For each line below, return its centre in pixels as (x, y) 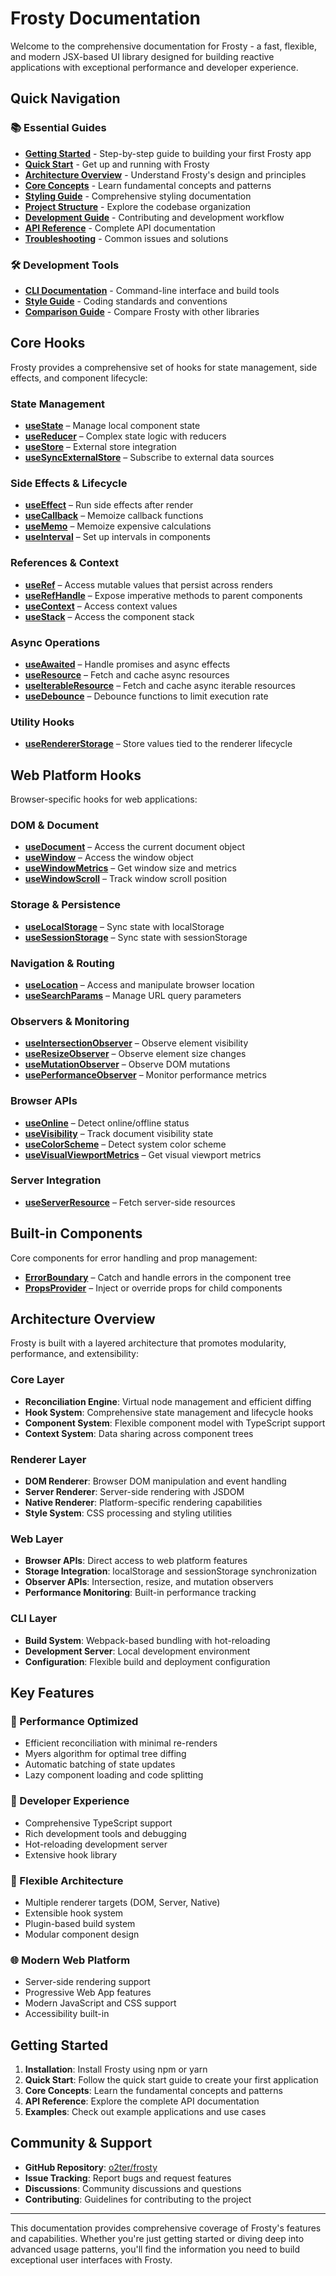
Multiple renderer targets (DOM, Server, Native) (122, 1902)
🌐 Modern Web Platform (70, 1960)
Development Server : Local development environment (137, 1651)
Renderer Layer (48, 1459)
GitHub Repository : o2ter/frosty (91, 2167)
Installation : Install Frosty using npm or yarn (116, 2069)
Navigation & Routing (62, 963)
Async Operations (55, 642)
